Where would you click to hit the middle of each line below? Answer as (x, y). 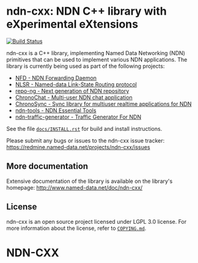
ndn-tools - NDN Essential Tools (56, 110)
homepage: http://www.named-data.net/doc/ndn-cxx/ (75, 187)
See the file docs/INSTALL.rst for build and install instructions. (84, 128)
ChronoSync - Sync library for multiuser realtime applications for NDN (103, 104)
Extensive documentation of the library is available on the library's (90, 181)
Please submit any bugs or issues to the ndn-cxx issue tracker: (86, 140)
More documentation (47, 166)
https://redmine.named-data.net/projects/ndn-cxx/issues (79, 147)
